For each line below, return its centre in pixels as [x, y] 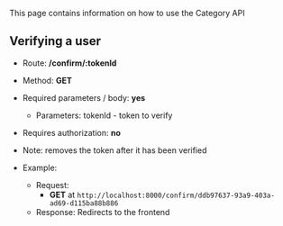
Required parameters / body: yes [84, 97]
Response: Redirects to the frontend [103, 212]
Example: [40, 167]
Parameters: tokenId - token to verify [104, 115]
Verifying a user [55, 41]
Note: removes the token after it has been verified [114, 150]
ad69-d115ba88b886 [84, 203]
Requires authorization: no [72, 132]
